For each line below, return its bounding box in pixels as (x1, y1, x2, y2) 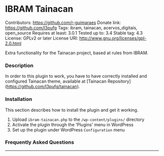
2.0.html (5, 40, 22, 46)
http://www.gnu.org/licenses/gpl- (79, 35, 146, 41)
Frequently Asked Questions (5, 139, 74, 146)
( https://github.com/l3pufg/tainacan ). (5, 84, 80, 89)
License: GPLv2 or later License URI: (5, 35, 79, 41)
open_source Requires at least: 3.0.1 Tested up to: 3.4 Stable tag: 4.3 (5, 30, 143, 36)
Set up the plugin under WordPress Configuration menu (12, 127, 125, 133)
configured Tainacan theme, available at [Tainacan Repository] (5, 78, 131, 84)
